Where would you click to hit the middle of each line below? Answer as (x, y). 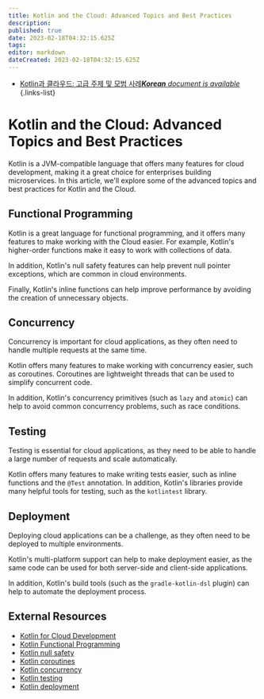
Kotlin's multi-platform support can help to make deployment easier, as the (130, 559)
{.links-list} (38, 92)
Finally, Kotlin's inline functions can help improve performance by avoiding (130, 289)
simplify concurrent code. (50, 383)
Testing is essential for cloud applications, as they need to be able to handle (132, 451)
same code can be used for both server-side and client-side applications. (128, 568)
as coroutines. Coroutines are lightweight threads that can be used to (121, 374)
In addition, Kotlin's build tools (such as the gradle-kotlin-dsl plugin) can (129, 583)
